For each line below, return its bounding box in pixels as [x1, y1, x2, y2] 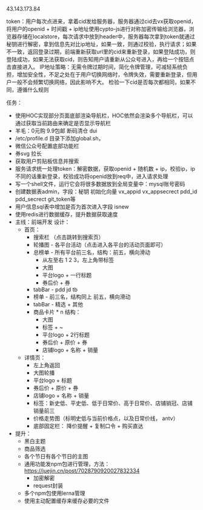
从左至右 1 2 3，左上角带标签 [42, 257, 114, 263]
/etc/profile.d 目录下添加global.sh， [15, 135, 104, 142]
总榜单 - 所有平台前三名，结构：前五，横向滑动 [33, 249, 150, 256]
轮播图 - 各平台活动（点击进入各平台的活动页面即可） [33, 241, 167, 248]
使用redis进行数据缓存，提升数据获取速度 [15, 211, 118, 218]
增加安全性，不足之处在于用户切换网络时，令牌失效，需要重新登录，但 [16, 71, 192, 78]
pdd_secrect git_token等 [15, 196, 76, 202]
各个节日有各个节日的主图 [24, 453, 88, 460]
